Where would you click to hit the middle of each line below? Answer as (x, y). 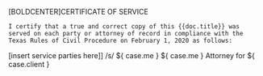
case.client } (29, 64)
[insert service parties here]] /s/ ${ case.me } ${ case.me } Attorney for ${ (132, 55)
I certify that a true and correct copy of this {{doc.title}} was (124, 27)
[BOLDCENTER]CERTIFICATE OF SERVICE (79, 12)
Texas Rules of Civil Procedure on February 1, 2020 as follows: (120, 40)
